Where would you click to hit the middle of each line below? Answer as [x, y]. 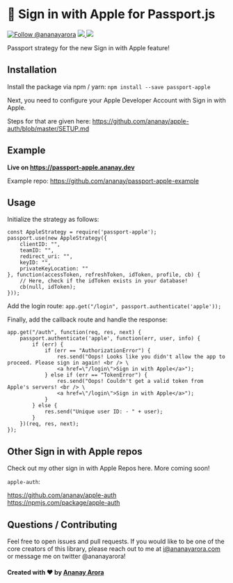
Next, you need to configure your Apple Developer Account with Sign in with [116, 100]
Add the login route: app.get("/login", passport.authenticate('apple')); [114, 306]
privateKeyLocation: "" [54, 269]
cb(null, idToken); [48, 287]
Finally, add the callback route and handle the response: [88, 319]
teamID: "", [37, 250]
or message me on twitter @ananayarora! [67, 556]
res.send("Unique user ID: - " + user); [104, 412]
